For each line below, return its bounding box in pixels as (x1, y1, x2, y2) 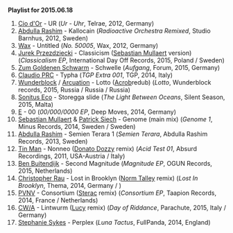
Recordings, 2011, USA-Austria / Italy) (17, 152, 126, 160)
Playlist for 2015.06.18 (8, 6, 74, 14)
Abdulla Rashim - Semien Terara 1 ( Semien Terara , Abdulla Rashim (17, 130, 208, 138)
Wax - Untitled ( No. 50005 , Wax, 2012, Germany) (17, 42, 159, 49)
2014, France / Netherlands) (17, 196, 98, 204)
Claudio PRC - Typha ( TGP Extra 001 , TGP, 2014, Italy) (17, 71, 173, 79)
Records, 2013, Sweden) (17, 137, 88, 145)
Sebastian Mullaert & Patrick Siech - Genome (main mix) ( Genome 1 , (17, 115, 213, 123)
